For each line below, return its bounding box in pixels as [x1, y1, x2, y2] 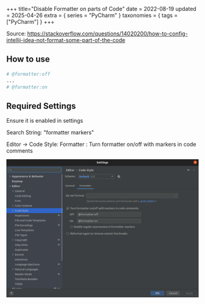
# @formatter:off [6, 71, 51, 77]
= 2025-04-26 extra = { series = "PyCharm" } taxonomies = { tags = [6, 12, 178, 19]
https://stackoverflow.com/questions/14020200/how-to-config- [27, 30, 188, 37]
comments [6, 147, 34, 154]
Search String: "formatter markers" [6, 129, 95, 136]
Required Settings [6, 101, 76, 111]
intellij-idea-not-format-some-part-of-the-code [6, 37, 126, 43]
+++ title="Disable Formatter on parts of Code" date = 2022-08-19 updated [6, 5, 196, 12]
